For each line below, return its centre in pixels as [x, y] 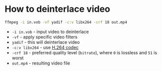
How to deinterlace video [57, 9]
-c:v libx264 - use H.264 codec [45, 47]
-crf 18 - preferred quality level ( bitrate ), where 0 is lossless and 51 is [84, 52]
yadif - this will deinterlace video [46, 42]
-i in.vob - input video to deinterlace [50, 32]
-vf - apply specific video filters [44, 37]
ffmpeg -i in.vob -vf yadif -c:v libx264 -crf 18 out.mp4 [66, 22]
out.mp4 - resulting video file [41, 63]
